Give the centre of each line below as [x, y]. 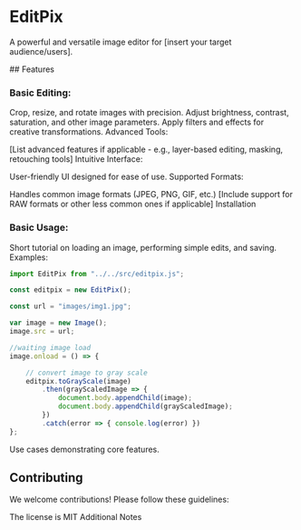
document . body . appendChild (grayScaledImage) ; [145, 406]
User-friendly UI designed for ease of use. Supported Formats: [126, 177]
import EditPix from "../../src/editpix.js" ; [97, 274]
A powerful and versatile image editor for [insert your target [121, 42]
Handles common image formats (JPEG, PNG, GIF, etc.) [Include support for [151, 195]
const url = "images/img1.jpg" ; [70, 306]
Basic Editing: [40, 93]
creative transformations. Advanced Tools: [89, 132]
